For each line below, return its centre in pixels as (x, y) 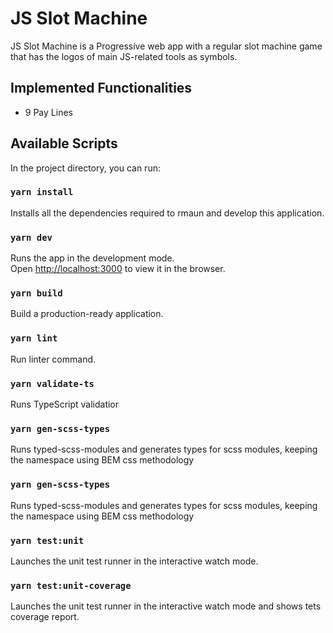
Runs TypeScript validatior (65, 404)
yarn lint (34, 338)
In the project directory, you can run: (85, 168)
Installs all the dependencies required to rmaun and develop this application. (167, 213)
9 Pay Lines (48, 112)
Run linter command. (53, 359)
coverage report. (45, 617)
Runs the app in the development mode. (92, 258)
